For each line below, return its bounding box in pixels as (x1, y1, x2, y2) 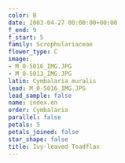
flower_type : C (8, 48, 58, 56)
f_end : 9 (8, 26, 37, 34)
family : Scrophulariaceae (8, 41, 93, 49)
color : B (8, 11, 37, 20)
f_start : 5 (8, 33, 44, 42)
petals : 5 (8, 121, 41, 129)
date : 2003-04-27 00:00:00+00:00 (8, 19, 118, 27)
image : (8, 56, 30, 63)
